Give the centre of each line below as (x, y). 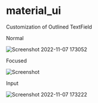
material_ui (34, 11)
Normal (15, 38)
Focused (17, 61)
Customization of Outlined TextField (49, 27)
